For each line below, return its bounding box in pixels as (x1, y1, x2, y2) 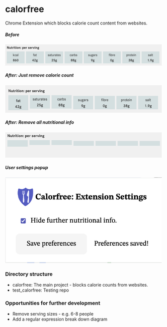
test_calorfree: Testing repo (12, 287, 69, 293)
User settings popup (5, 164, 48, 170)
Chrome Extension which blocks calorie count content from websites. (5, 20, 148, 26)
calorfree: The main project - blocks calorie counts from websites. (12, 282, 148, 288)
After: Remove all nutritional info (5, 119, 75, 125)
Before (5, 31, 20, 37)
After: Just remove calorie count (5, 72, 74, 78)
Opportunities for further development (5, 300, 100, 307)
